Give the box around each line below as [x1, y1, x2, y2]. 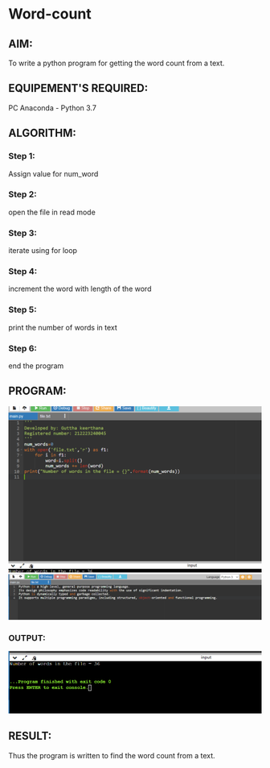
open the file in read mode [8, 207, 96, 217]
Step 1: [8, 151, 35, 162]
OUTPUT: [8, 633, 46, 644]
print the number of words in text [8, 322, 118, 332]
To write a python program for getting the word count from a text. [8, 58, 225, 68]
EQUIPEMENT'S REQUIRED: [8, 81, 149, 95]
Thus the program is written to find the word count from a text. [8, 750, 215, 760]
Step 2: [8, 189, 38, 200]
